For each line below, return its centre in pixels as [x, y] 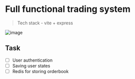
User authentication [32, 60]
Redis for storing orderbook [40, 71]
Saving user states [31, 66]
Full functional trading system [68, 9]
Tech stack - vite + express [45, 23]
